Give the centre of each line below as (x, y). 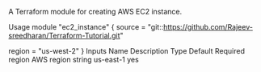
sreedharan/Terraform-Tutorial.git (64, 36)
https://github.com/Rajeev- (208, 27)
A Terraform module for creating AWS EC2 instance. (95, 12)
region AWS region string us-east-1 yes (74, 60)
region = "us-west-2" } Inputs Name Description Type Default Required (126, 51)
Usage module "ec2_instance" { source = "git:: (86, 27)
